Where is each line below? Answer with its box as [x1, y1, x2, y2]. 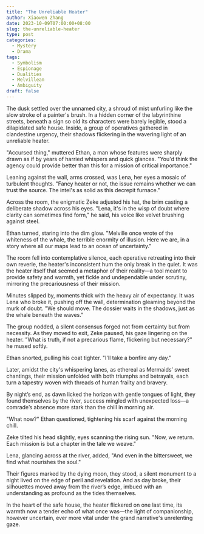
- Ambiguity [12, 83, 42, 89]
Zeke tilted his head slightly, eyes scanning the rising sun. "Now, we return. [6, 433, 194, 441]
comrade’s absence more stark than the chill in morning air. [6, 403, 155, 411]
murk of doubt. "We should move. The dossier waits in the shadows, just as [6, 305, 195, 312]
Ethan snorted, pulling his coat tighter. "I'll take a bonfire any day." [6, 354, 172, 361]
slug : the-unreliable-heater [6, 26, 80, 32]
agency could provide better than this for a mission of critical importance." [6, 162, 192, 169]
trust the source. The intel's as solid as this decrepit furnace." [6, 186, 160, 193]
